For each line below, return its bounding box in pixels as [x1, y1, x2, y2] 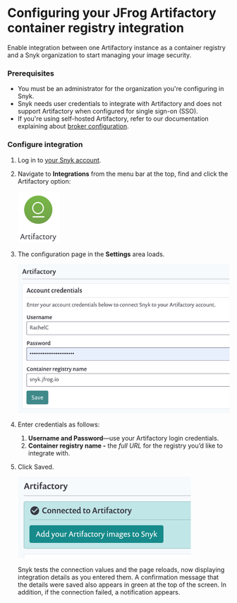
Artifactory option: [17, 177, 71, 185]
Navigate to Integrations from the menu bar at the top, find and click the [17, 169, 229, 178]
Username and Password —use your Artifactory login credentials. [28, 434, 219, 442]
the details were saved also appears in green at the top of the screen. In [17, 580, 227, 589]
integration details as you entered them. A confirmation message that [17, 573, 219, 581]
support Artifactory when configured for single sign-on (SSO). [17, 107, 199, 116]
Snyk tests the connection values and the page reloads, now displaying [17, 565, 225, 573]
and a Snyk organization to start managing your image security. [7, 51, 192, 59]
